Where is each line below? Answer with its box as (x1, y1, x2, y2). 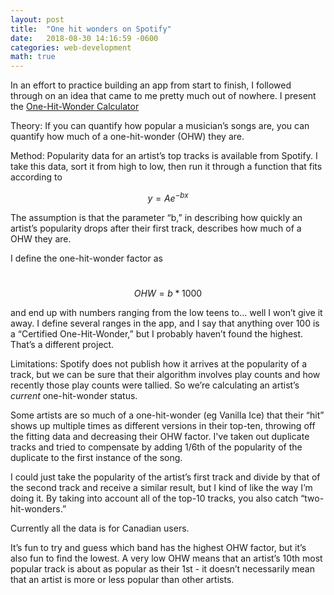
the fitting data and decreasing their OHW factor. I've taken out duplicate (10, 430, 310, 442)
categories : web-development (10, 42, 132, 53)
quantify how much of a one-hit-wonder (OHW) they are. (10, 131, 245, 143)
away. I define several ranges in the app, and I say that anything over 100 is (10, 317, 320, 329)
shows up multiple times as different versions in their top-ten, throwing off (10, 419, 316, 431)
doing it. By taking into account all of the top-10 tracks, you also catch (10, 492, 299, 504)
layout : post (10, 14, 65, 25)
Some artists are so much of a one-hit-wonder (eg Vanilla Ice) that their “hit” (10, 409, 325, 421)
